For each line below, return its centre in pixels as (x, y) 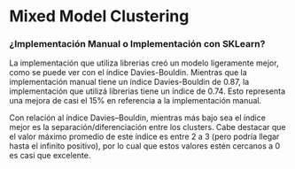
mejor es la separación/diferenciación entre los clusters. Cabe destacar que (147, 127)
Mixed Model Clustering (99, 16)
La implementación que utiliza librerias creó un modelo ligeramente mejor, (144, 63)
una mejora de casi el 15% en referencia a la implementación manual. (136, 101)
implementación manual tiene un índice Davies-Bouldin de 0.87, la (129, 82)
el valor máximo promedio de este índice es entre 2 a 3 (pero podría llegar (144, 137)
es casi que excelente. (50, 156)
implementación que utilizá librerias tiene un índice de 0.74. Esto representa (147, 91)
